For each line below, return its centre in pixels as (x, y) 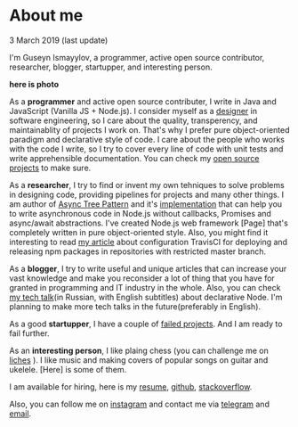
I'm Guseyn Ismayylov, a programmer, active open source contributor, (137, 57)
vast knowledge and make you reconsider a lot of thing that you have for (142, 278)
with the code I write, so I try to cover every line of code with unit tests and (146, 149)
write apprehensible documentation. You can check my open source (134, 158)
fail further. (29, 333)
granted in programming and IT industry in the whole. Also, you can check (145, 287)
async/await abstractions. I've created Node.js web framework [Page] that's (149, 223)
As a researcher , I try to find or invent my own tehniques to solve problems (147, 185)
